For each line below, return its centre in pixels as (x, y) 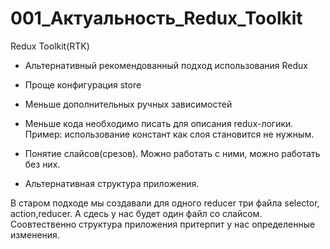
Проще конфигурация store (83, 84)
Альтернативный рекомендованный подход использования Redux (166, 65)
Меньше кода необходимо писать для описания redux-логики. (159, 123)
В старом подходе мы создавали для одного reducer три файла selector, (165, 203)
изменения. (35, 234)
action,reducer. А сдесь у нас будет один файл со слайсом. (136, 213)
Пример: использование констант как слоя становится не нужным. (169, 134)
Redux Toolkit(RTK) (50, 46)
